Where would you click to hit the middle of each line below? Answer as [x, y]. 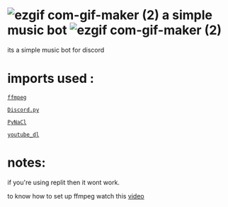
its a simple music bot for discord [56, 50]
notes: [27, 163]
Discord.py [23, 110]
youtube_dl [23, 135]
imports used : [51, 79]
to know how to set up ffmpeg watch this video [76, 196]
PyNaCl [17, 122]
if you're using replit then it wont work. [64, 182]
